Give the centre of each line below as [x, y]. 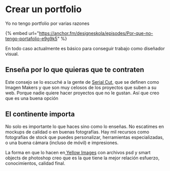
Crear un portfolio [44, 9]
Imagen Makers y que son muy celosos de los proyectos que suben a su [81, 87]
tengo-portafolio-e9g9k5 [31, 39]
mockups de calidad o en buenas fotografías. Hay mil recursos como [77, 132]
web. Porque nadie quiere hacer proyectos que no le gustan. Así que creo [82, 93]
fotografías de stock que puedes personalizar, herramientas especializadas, [84, 137]
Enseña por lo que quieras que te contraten [75, 70]
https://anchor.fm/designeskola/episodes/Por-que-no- [96, 33]
